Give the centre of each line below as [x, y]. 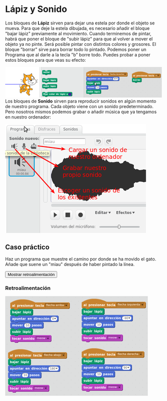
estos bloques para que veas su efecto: [45, 60]
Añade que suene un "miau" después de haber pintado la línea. [70, 265]
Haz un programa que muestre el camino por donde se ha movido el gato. [81, 259]
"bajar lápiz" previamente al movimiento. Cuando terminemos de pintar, [78, 33]
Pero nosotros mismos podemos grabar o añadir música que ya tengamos [81, 112]
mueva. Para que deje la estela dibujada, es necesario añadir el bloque [78, 28]
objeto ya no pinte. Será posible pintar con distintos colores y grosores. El [81, 44]
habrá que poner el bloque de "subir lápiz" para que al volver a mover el [79, 39]
